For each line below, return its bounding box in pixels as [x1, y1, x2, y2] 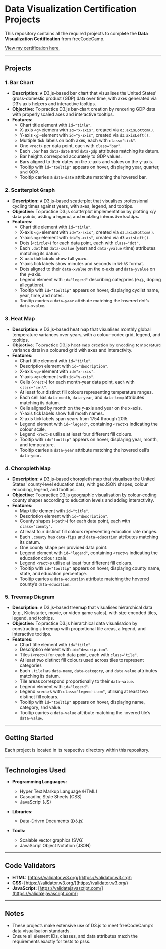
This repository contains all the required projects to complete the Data [5, 30, 148, 36]
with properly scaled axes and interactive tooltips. [12, 111, 114, 117]
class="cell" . [19, 384, 48, 390]
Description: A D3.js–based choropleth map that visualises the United [12, 476, 155, 482]
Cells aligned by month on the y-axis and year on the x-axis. [19, 405, 142, 411]
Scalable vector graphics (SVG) [19, 837, 84, 843]
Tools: [12, 828, 26, 834]
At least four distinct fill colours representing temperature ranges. [19, 389, 153, 395]
